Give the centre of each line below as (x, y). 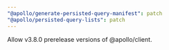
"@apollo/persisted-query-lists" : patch (66, 20)
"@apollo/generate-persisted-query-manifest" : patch (85, 13)
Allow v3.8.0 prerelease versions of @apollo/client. (80, 39)
